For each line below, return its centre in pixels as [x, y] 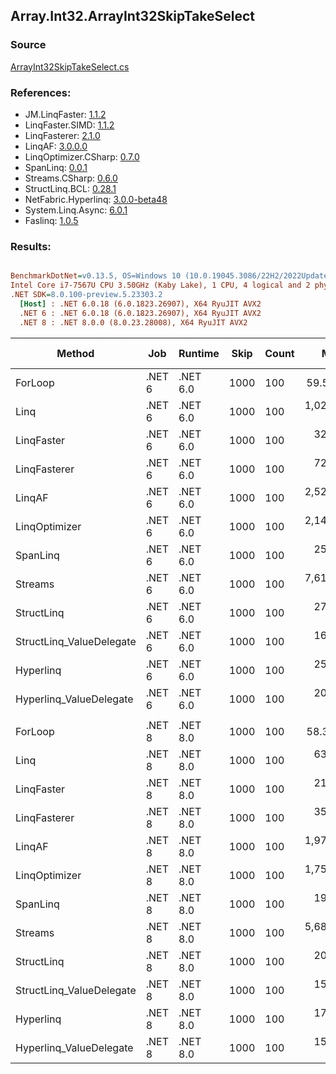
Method [75, 353]
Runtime [199, 353]
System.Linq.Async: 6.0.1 [76, 210]
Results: [31, 246]
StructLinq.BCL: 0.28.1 [70, 188]
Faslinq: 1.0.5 [51, 220]
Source [28, 45]
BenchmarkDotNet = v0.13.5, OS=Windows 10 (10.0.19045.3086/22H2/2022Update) [171, 276]
